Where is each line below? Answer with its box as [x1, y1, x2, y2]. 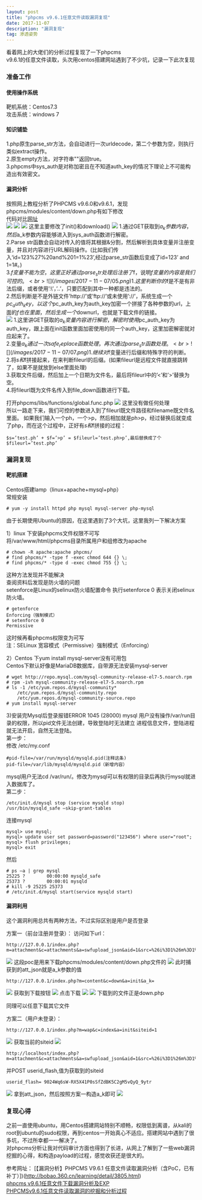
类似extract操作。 [6, 148, 50, 155]
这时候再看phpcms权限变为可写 [6, 634, 85, 641]
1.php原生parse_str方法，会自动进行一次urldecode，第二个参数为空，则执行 [6, 140, 194, 148]
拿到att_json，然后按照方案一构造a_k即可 [13, 1090, 116, 1097]
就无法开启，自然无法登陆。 [6, 726, 75, 734]
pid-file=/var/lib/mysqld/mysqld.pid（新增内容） [6, 761, 127, 767]
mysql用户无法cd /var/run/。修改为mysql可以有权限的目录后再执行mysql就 [6, 773, 191, 780]
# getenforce [6, 606, 39, 612]
